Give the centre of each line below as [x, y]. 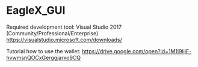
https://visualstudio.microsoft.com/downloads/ [64, 39]
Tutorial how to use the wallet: [44, 51]
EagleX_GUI [36, 10]
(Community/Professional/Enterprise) [52, 33]
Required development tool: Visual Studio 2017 [64, 27]
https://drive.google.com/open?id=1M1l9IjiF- [137, 51]
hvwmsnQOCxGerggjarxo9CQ [44, 57]
